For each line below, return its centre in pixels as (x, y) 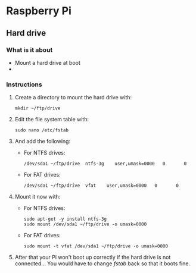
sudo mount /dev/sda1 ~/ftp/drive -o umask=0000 (85, 224)
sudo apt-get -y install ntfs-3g (65, 219)
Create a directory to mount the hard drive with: (73, 98)
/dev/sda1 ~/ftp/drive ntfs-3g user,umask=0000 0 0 (105, 164)
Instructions (24, 84)
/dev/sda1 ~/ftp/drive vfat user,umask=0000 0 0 (101, 186)
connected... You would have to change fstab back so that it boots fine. (102, 263)
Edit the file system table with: (52, 120)
